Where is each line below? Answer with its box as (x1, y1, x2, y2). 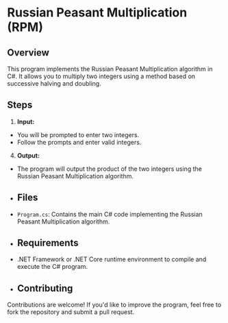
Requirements (16, 237, 79, 249)
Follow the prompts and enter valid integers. (16, 138, 142, 146)
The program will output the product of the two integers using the (16, 165, 202, 173)
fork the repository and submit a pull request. (7, 308, 135, 316)
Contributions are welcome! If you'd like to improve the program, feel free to (7, 300, 222, 309)
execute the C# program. (16, 263, 88, 271)
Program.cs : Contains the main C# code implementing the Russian (16, 210, 203, 218)
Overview (7, 47, 50, 58)
